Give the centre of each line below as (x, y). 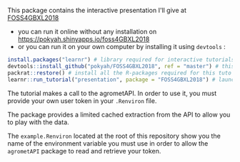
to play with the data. (38, 122)
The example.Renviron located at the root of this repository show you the (114, 136)
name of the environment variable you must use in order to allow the (108, 143)
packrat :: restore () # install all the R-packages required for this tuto (120, 73)
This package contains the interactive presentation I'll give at (97, 10)
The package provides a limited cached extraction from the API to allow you (119, 114)
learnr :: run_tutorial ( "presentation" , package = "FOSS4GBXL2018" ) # (111, 80)
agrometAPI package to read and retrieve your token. (84, 151)
